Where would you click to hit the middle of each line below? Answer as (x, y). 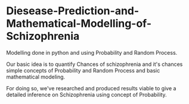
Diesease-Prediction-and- (73, 11)
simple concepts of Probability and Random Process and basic (83, 70)
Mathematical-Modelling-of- (79, 23)
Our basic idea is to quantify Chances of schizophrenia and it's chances (94, 64)
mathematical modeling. (36, 77)
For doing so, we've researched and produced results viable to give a (91, 88)
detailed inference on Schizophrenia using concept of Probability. (86, 94)
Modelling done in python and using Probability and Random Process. (92, 52)
